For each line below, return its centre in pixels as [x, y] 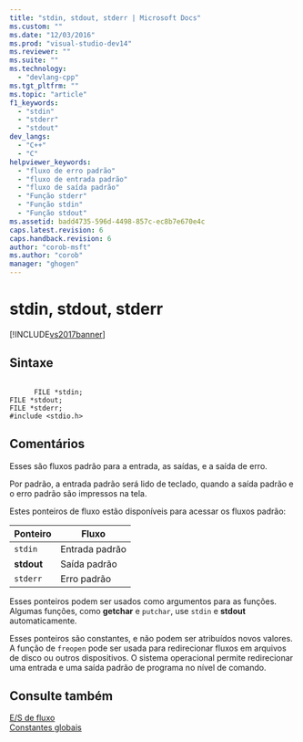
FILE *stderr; [36, 408]
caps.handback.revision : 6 [61, 238]
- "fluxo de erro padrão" [67, 171]
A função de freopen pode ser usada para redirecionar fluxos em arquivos [148, 648]
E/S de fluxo [32, 718]
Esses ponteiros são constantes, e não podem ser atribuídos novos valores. [151, 638]
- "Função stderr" [53, 196]
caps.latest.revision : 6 [56, 230]
